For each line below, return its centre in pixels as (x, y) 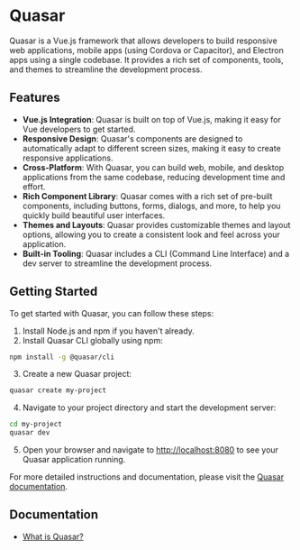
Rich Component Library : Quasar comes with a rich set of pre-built (147, 196)
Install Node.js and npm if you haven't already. (109, 331)
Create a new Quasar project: (77, 374)
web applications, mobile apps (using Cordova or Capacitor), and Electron (146, 50)
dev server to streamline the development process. (117, 263)
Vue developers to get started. (79, 129)
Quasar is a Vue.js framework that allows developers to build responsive (143, 41)
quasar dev (30, 433)
